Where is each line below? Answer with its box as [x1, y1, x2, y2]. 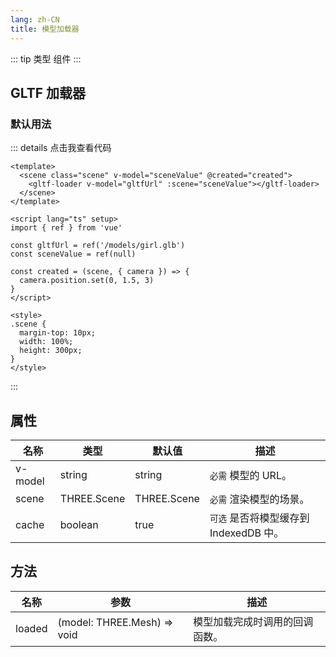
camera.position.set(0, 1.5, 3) [19, 276, 155, 286]
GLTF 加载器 [10, 84, 87, 101]
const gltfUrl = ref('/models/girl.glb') [10, 241, 186, 251]
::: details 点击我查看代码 [10, 142, 112, 154]
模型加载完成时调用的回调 [193, 614, 314, 628]
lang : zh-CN [10, 14, 60, 25]
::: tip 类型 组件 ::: [10, 52, 82, 65]
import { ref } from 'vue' [10, 223, 123, 233]
